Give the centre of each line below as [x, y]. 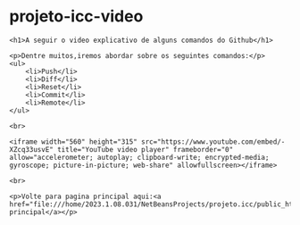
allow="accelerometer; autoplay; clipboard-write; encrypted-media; [139, 157]
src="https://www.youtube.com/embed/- [213, 142]
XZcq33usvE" [31, 149]
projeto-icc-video [76, 17]
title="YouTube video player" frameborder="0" [145, 149]
